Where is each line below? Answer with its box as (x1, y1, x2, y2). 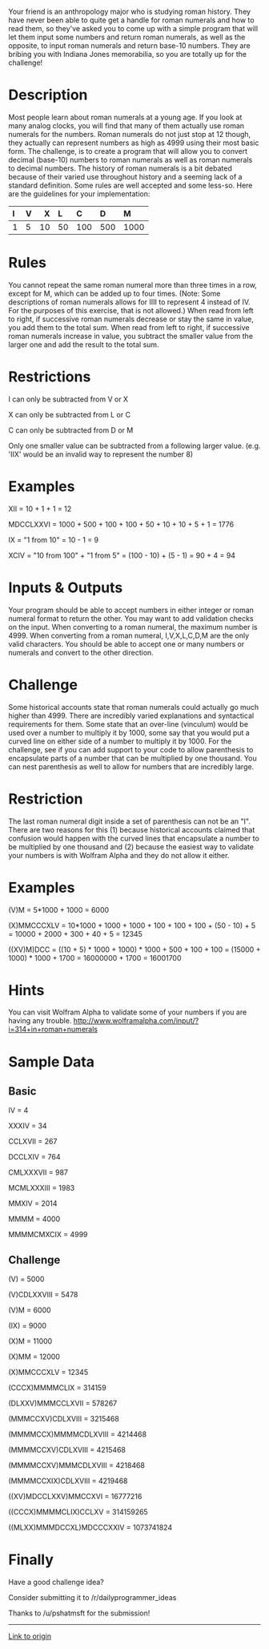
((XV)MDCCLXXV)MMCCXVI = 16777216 (8, 1492, 143, 1502)
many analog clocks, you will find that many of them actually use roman (8, 120, 245, 131)
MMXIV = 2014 (8, 1199, 58, 1208)
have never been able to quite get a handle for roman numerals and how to (8, 15, 255, 25)
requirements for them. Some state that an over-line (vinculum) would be (8, 719, 248, 728)
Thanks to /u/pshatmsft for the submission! (8, 1608, 151, 1618)
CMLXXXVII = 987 (8, 1167, 69, 1177)
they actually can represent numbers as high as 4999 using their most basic (8, 138, 259, 147)
